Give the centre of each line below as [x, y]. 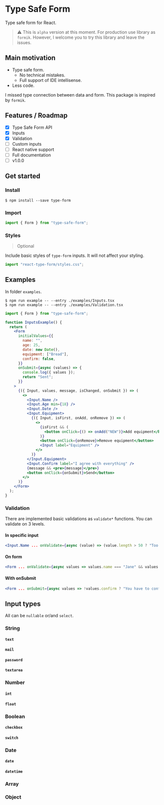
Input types [23, 604]
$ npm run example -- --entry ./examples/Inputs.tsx [60, 301]
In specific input [22, 535]
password [14, 660]
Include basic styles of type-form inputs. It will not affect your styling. [75, 255]
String [13, 629]
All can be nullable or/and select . [40, 616]
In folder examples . [23, 291]
